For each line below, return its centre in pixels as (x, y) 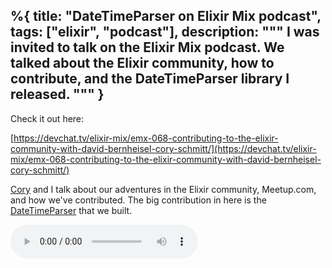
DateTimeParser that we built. (71, 210)
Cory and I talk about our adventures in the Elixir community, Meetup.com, (163, 189)
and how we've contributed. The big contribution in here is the (138, 200)
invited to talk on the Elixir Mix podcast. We (147, 47)
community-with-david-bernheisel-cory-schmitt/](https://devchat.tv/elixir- (163, 148)
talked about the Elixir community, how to (142, 63)
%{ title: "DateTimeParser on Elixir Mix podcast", (166, 16)
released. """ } (57, 94)
